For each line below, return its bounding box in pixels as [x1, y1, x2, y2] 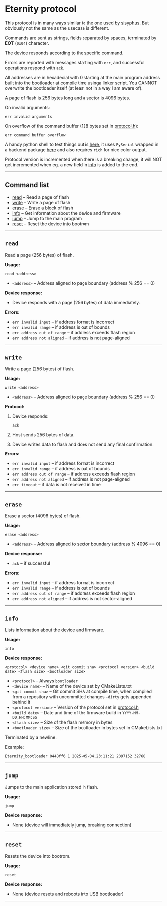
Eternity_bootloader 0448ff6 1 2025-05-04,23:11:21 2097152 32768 [5, 754, 146, 759]
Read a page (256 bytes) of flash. [5, 252, 74, 258]
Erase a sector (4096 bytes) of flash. [5, 513, 81, 519]
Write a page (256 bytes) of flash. [5, 366, 75, 372]
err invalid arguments [5, 114, 52, 119]
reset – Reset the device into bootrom [12, 221, 89, 227]
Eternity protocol [5, 3, 77, 15]
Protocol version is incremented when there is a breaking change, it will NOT [5, 156, 162, 162]
